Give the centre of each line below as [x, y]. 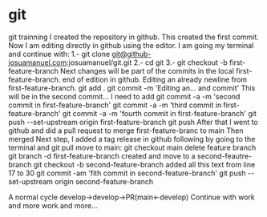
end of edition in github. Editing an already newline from [154, 79]
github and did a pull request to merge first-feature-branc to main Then [126, 131]
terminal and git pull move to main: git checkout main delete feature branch [132, 147]
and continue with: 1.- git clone [59, 54]
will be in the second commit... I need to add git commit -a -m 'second [124, 96]
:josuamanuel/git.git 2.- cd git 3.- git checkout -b [148, 62]
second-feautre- [225, 156]
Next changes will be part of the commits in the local [147, 70]
